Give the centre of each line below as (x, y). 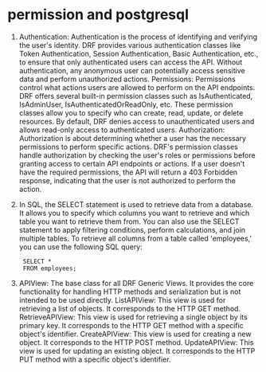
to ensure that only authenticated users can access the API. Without (131, 62)
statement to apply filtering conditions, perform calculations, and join (132, 229)
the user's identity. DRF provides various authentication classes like (130, 45)
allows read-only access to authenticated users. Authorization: (122, 130)
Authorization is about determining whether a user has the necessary (133, 138)
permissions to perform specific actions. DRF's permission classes (128, 147)
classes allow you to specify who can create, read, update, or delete (131, 112)
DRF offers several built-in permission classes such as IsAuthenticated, (136, 96)
